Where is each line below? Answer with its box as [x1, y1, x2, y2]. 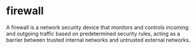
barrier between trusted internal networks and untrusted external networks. [6, 36, 191, 43]
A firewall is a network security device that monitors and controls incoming [6, 24, 189, 31]
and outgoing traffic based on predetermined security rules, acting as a [6, 30, 181, 37]
